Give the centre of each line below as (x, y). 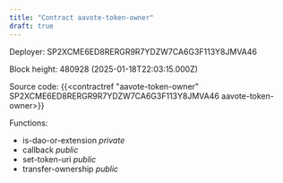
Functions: (29, 123)
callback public (50, 150)
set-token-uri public (59, 159)
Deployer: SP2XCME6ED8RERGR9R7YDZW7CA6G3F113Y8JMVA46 (133, 51)
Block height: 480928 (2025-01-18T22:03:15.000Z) (104, 69)
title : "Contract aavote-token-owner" (81, 17)
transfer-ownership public (70, 169)
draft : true (31, 26)
